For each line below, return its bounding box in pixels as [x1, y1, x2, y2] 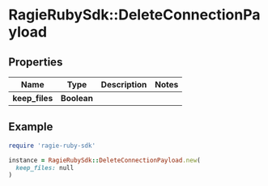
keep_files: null [15, 163, 74, 171]
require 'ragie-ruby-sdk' [8, 142, 96, 150]
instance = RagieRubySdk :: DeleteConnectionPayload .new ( [8, 156, 201, 164]
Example [8, 120, 53, 134]
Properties [8, 55, 63, 69]
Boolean [60, 93, 93, 104]
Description [100, 79, 147, 90]
